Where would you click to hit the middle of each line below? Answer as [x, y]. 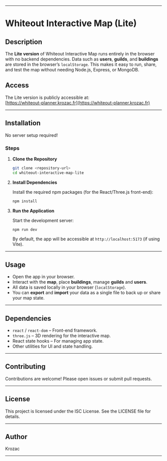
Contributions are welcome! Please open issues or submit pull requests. [79, 379]
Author [16, 437]
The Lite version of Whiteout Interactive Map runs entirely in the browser [80, 54]
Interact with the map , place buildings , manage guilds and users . [80, 282]
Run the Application [33, 211]
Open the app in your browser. [43, 277]
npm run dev [25, 230]
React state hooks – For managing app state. [58, 341]
